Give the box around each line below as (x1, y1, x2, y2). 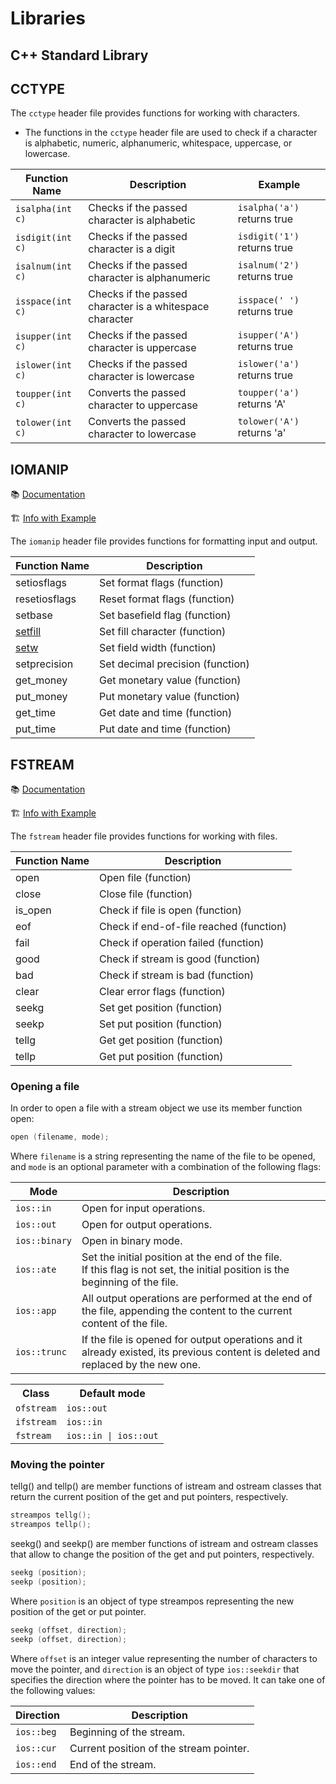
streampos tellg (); (10, 1510, 92, 1521)
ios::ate (15, 1264, 57, 1276)
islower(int (15, 360, 73, 371)
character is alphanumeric (88, 271, 211, 285)
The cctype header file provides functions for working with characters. (10, 107, 301, 119)
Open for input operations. (81, 1202, 206, 1216)
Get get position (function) (99, 1033, 224, 1047)
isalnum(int (15, 261, 73, 272)
